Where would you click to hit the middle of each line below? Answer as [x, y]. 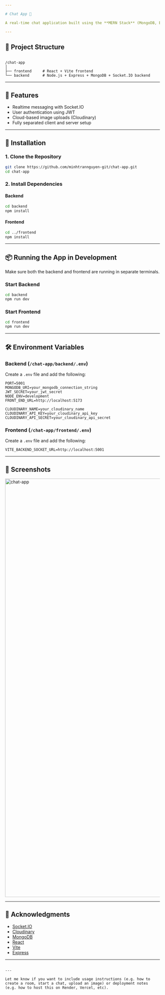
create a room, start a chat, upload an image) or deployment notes [77, 983]
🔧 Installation [26, 143]
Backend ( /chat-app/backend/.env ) [47, 363]
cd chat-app [17, 172]
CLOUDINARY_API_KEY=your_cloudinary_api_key [51, 413]
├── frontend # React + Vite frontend [49, 71]
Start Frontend [23, 312]
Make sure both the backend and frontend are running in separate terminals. [82, 272]
